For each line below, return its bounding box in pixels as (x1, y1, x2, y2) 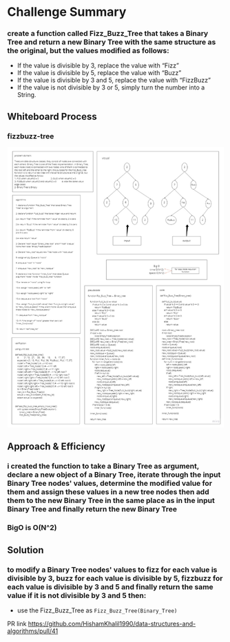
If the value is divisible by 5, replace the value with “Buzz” (17, 69, 182, 77)
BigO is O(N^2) (7, 523, 57, 533)
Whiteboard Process (7, 111, 98, 122)
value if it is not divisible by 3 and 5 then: (7, 590, 147, 600)
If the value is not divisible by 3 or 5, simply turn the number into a (17, 83, 205, 92)
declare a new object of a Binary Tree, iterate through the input (7, 470, 221, 480)
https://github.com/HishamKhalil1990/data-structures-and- (28, 619, 196, 628)
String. (17, 91, 36, 99)
